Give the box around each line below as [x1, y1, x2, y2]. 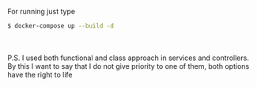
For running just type [7, 7, 76, 16]
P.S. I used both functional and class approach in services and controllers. [7, 53, 250, 62]
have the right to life [7, 70, 73, 79]
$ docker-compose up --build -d [7, 22, 114, 30]
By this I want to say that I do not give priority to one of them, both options [7, 61, 250, 70]
